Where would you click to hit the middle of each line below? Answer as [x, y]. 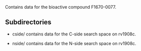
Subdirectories [28, 22]
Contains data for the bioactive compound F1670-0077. [61, 7]
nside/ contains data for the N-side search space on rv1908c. [74, 43]
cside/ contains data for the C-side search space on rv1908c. [74, 34]
